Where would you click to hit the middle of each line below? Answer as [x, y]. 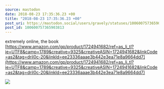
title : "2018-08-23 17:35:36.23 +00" [43, 18]
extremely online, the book [32, 41]
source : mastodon [23, 9]
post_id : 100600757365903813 [35, 28]
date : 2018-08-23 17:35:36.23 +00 [40, 14]
